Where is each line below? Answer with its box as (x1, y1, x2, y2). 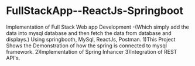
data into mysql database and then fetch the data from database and (6, 29, 172, 36)
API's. (6, 54, 20, 61)
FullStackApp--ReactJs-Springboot (6, 4, 183, 18)
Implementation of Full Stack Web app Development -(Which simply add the (6, 23, 189, 30)
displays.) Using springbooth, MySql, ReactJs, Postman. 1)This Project (6, 36, 176, 43)
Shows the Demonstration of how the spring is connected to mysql (6, 42, 167, 49)
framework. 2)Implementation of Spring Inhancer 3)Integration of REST (6, 48, 177, 55)
